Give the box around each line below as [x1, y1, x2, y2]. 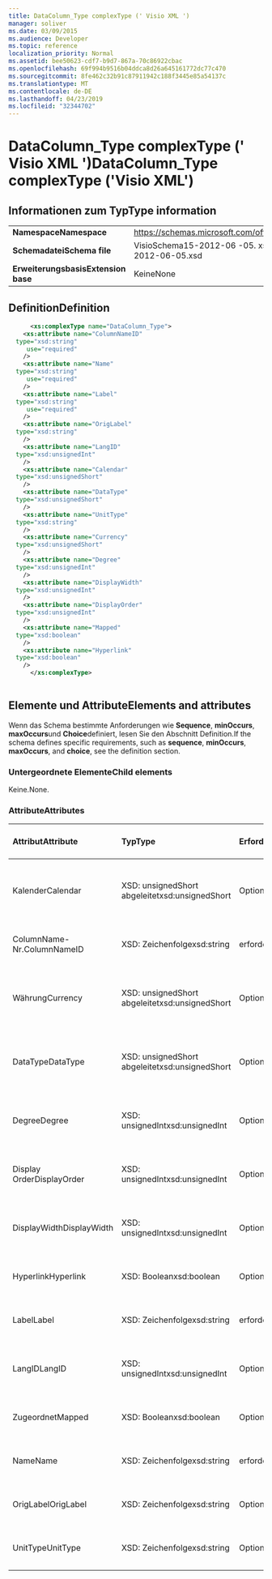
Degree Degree [12, 1115, 69, 1126]
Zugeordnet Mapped [12, 1411, 89, 1423]
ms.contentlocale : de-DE [8, 87, 92, 96]
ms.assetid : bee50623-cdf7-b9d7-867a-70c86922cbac [8, 58, 183, 66]
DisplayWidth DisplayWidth [12, 1223, 114, 1234]
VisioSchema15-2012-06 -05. [133, 240, 257, 251]
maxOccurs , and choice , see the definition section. [8, 746, 181, 756]
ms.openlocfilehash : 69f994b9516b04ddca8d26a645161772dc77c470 [8, 65, 227, 73]
